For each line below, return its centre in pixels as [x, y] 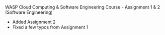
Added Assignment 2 [34, 22]
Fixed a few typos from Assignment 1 [50, 27]
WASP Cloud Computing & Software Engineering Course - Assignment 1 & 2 [83, 7]
